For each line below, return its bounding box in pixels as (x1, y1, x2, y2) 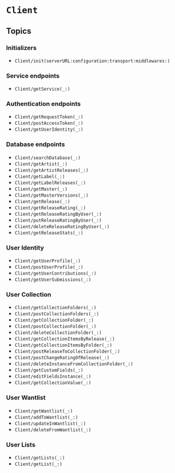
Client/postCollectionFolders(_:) (14, 311, 99, 317)
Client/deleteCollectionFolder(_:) (14, 330, 102, 336)
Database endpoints (6, 140, 65, 148)
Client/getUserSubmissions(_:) (14, 277, 92, 283)
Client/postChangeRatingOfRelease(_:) (14, 355, 110, 361)
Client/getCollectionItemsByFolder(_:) (14, 342, 113, 349)
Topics (6, 26, 32, 36)
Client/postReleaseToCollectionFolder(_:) (14, 349, 120, 355)
